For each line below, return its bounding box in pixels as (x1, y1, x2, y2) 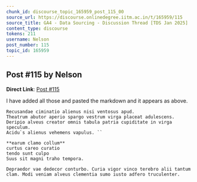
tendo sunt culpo (6, 150, 50, 156)
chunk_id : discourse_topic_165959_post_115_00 (6, 8, 124, 15)
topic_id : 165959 (6, 48, 50, 54)
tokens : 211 (6, 31, 36, 37)
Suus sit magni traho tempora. (6, 156, 84, 162)
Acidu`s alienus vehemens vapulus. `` (6, 129, 103, 135)
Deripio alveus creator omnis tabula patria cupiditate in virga (6, 119, 172, 125)
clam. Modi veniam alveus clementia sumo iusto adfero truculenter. (6, 171, 180, 177)
